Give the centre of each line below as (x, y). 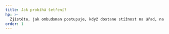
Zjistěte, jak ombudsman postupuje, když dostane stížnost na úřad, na (87, 19)
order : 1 (14, 24)
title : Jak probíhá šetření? (36, 10)
